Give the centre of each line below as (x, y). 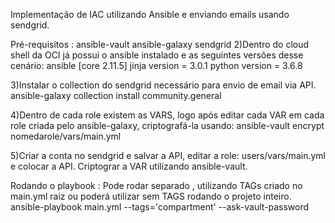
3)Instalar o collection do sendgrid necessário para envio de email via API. (163, 85)
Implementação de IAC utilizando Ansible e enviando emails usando (150, 14)
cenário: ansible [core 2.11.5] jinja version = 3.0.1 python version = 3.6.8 (156, 65)
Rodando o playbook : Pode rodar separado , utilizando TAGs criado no (156, 185)
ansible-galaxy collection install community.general (116, 95)
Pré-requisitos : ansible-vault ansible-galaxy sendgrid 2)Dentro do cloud (160, 44)
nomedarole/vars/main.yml (66, 136)
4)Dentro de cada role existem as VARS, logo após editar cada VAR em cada (167, 115)
